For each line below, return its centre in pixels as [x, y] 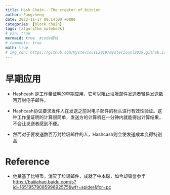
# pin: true [18, 33]
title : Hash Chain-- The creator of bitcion [53, 10]
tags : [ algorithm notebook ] [35, 29]
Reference [27, 161]
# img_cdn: [17, 52]
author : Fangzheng [25, 15]
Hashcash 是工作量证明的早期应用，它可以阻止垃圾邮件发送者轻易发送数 [88, 94]
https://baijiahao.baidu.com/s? [44, 182]
